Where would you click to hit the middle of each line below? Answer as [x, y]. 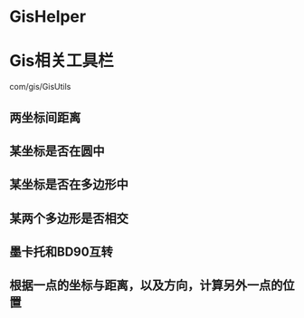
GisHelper [48, 17]
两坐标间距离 [45, 117]
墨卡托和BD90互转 [61, 252]
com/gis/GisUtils [40, 87]
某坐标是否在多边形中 [69, 184]
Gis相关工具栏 [62, 61]
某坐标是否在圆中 [57, 151]
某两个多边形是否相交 [69, 218]
